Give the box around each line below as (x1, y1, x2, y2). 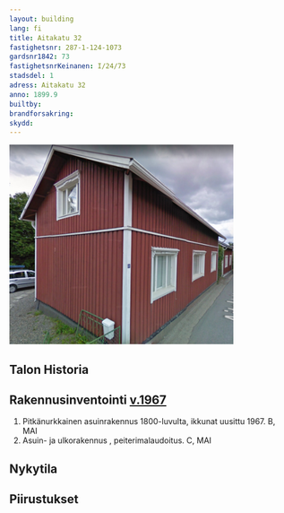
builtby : (9, 100, 42, 109)
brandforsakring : (9, 109, 74, 118)
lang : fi (9, 23, 42, 33)
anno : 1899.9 (9, 90, 58, 99)
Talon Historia (9, 361, 90, 377)
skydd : (9, 118, 34, 127)
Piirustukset (9, 491, 79, 507)
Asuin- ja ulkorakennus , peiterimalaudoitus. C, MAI (22, 435, 212, 446)
